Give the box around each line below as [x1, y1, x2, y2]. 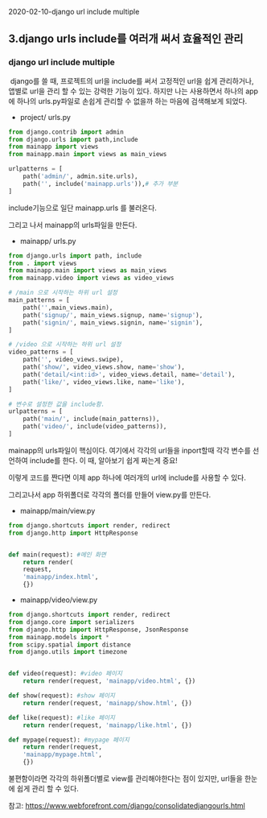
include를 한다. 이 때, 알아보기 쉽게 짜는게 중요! [29, 455, 179, 465]
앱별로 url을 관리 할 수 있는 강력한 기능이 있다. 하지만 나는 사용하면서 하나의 [8, 86, 244, 96]
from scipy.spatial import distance [8, 640, 131, 649]
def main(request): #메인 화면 [8, 551, 107, 559]
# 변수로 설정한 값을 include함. [8, 400, 105, 408]
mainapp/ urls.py [19, 236, 76, 246]
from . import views [8, 259, 78, 267]
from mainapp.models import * [8, 633, 110, 641]
